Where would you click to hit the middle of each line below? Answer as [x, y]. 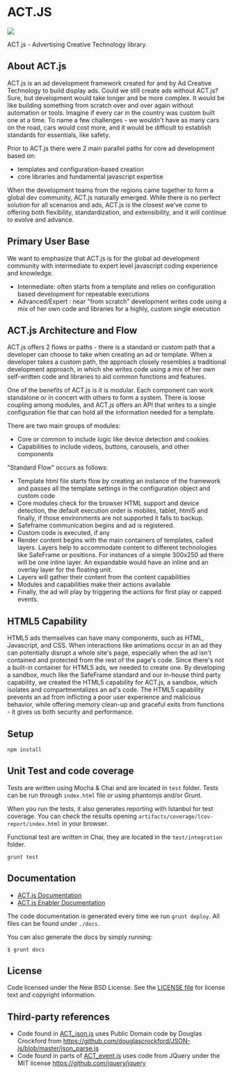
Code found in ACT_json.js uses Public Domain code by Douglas [110, 1034]
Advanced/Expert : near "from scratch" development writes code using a [122, 301]
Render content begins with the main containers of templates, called [115, 540]
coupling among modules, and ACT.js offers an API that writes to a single [112, 405]
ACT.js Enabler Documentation [61, 902]
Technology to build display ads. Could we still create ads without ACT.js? [113, 90]
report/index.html [34, 824]
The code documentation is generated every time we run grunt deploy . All [114, 916]
